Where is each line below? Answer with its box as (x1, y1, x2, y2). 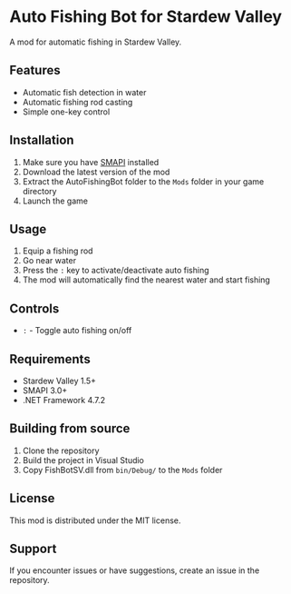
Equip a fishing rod (22, 245, 93, 256)
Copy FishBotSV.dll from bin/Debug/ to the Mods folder (22, 464, 223, 475)
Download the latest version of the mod (22, 166, 170, 177)
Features (9, 63, 61, 78)
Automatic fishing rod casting (22, 96, 133, 107)
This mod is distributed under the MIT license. (9, 515, 181, 526)
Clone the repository (22, 445, 100, 456)
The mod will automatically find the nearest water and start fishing (22, 274, 270, 285)
